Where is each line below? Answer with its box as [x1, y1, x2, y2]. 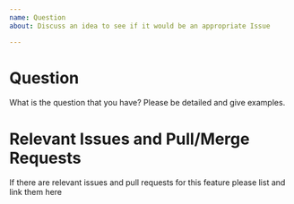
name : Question [9, 13, 66, 22]
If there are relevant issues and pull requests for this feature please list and [9, 177, 286, 188]
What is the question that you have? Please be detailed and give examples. [9, 98, 286, 108]
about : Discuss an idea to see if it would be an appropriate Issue [9, 21, 271, 30]
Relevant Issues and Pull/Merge [9, 129, 250, 149]
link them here [9, 187, 63, 198]
